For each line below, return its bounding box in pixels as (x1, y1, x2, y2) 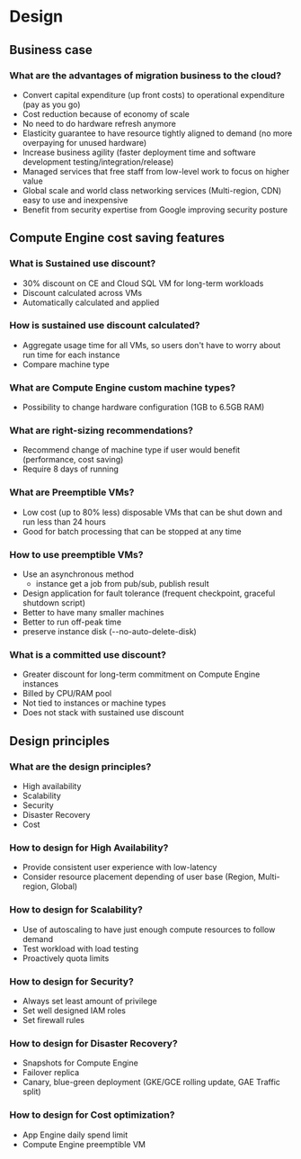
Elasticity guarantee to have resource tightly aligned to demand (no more (22, 128, 293, 139)
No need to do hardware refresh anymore (22, 118, 177, 129)
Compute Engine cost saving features (9, 230, 225, 246)
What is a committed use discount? (9, 648, 166, 660)
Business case (9, 42, 93, 58)
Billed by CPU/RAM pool (22, 688, 112, 699)
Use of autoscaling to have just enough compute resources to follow (22, 924, 276, 935)
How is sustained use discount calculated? (9, 319, 200, 332)
